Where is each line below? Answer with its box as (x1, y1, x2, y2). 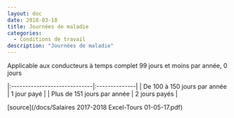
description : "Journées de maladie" (7, 42, 114, 49)
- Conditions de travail (13, 36, 86, 43)
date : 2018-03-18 (7, 17, 58, 24)
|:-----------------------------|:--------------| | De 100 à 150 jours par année (7, 83, 227, 90)
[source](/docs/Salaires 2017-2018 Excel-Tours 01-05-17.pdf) (7, 103, 183, 111)
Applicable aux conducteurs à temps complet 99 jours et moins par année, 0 (7, 62, 228, 69)
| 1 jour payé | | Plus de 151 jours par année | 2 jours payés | (7, 90, 178, 98)
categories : (7, 29, 42, 37)
